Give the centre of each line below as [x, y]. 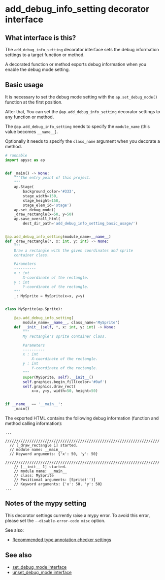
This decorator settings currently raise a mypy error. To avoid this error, [78, 515]
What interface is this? [41, 38]
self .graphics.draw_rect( [49, 387]
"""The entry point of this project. [53, 178]
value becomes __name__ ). [32, 131]
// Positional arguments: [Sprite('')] [55, 480]
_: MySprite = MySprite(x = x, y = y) [49, 296]
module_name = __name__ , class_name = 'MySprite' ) [71, 323]
